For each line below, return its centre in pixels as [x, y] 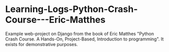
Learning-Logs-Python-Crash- [72, 9]
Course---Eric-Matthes [55, 20]
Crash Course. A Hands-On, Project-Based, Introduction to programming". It [85, 39]
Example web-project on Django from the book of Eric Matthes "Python [80, 33]
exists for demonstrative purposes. [42, 44]
